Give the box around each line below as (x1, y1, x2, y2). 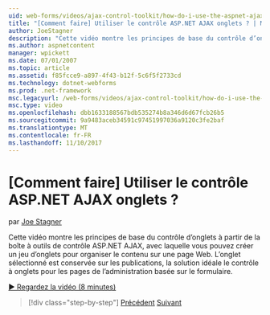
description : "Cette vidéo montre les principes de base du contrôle (8, 34, 247, 43)
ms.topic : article (8, 64, 70, 72)
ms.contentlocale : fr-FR (8, 131, 92, 139)
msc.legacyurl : (8, 94, 59, 102)
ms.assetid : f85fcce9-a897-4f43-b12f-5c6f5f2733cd (8, 72, 182, 80)
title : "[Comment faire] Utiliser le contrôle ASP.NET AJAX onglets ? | (8, 19, 257, 27)
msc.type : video (8, 101, 63, 109)
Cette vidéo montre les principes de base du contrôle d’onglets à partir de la (8, 232, 261, 242)
